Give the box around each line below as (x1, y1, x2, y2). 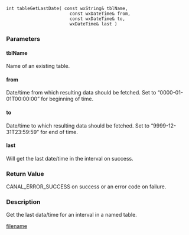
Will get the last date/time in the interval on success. (6, 155, 134, 162)
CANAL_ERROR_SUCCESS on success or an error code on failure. (6, 183, 167, 190)
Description (6, 198, 41, 206)
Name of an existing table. (6, 63, 70, 70)
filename (6, 223, 28, 230)
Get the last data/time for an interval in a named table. (6, 211, 137, 218)
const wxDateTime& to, (69, 16, 126, 22)
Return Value (6, 169, 44, 178)
